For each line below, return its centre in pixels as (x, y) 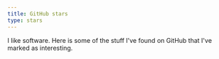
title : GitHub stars (38, 14)
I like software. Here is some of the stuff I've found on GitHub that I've (109, 40)
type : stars (25, 20)
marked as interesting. (40, 48)
